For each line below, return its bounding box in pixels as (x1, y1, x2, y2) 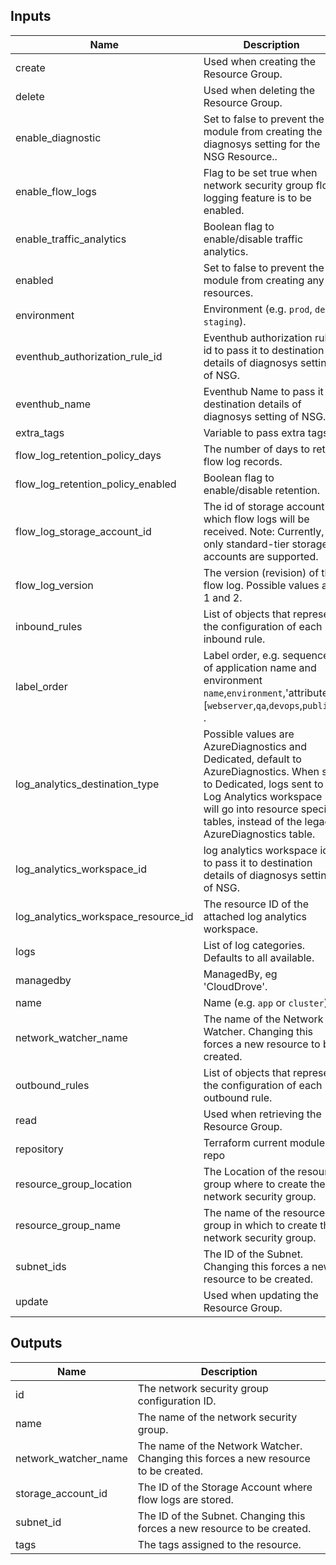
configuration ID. (137, 1394, 217, 1408)
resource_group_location (15, 1177, 133, 1191)
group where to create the (203, 1177, 326, 1191)
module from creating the (203, 124, 323, 138)
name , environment (203, 685, 283, 699)
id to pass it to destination (203, 343, 325, 357)
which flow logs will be (203, 512, 310, 526)
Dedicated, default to (203, 752, 302, 766)
